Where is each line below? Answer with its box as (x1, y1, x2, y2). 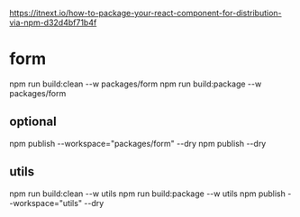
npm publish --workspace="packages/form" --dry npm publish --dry (9, 138, 267, 149)
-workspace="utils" (9, 197, 83, 208)
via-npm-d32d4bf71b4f (9, 17, 97, 28)
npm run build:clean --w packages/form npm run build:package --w (9, 78, 262, 89)
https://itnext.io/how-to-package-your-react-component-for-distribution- (9, 8, 282, 18)
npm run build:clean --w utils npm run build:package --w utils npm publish (9, 188, 286, 199)
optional (9, 114, 57, 130)
